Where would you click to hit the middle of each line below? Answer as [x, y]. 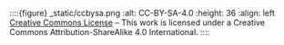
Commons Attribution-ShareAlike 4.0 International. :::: [110, 32]
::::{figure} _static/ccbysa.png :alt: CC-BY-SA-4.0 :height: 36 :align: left [142, 13]
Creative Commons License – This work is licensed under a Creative [137, 22]
